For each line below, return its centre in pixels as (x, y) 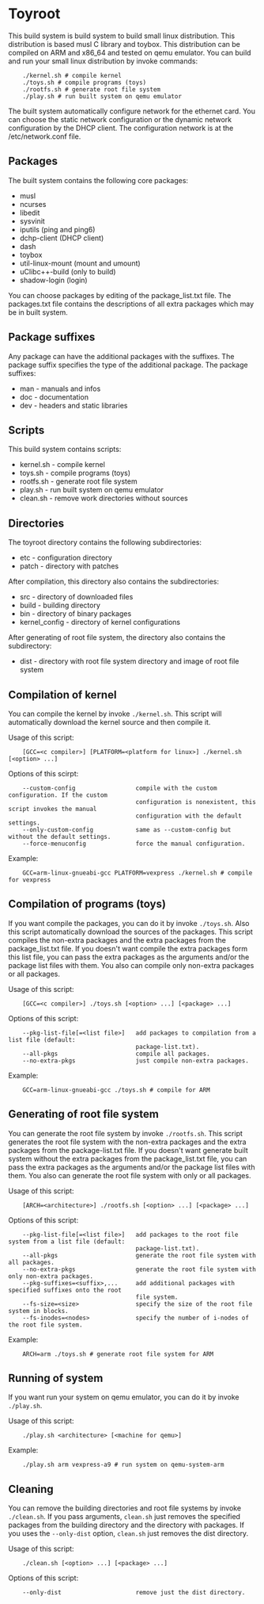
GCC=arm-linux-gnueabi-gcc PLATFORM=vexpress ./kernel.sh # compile (138, 873)
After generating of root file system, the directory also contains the (117, 637)
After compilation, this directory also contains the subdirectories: (114, 582)
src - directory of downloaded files (76, 597)
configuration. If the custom (58, 795)
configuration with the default (189, 816)
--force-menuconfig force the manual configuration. (134, 844)
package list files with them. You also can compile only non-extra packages (131, 965)
